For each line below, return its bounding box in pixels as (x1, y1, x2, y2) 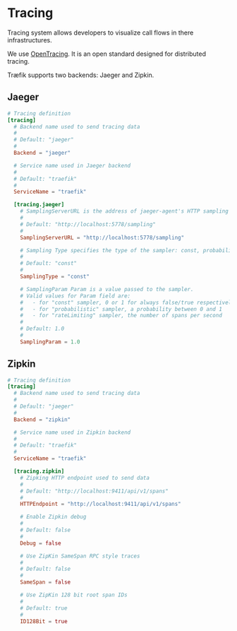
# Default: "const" (20, 260, 78, 267)
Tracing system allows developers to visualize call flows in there (7, 28, 194, 37)
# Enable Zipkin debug (20, 514, 87, 521)
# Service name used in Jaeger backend (13, 162, 131, 169)
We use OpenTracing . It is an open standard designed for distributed (7, 49, 207, 58)
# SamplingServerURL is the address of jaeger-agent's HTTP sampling (20, 208, 229, 215)
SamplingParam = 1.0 (20, 338, 80, 346)
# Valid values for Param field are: (20, 292, 131, 300)
